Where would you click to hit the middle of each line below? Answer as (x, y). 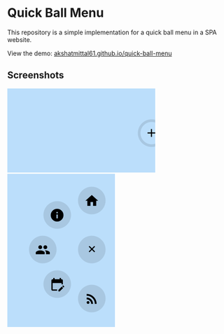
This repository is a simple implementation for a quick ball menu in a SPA (112, 32)
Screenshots (36, 75)
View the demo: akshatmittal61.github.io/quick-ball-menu (90, 53)
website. (20, 39)
